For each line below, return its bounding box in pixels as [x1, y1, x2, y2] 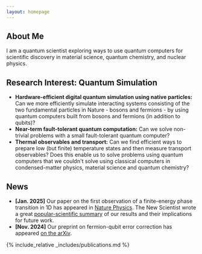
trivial [14, 132, 29, 139]
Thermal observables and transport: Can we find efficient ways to [14, 138, 182, 145]
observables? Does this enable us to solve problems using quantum [14, 151, 183, 159]
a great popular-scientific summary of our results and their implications [14, 211, 192, 218]
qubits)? [14, 119, 36, 127]
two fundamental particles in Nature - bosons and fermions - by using [14, 106, 189, 113]
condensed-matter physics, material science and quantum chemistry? [14, 164, 189, 171]
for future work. [14, 217, 54, 224]
